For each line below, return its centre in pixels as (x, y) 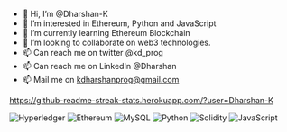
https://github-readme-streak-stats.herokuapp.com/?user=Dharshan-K (141, 100)
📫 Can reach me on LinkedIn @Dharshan (99, 66)
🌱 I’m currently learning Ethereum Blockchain (106, 33)
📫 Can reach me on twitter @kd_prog (93, 53)
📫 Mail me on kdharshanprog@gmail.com (101, 79)
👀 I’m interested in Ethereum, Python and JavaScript (119, 23)
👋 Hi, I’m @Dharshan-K (65, 14)
